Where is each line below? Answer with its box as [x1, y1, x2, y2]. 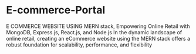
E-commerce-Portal [6, 3, 106, 17]
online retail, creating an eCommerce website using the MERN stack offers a [6, 35, 191, 42]
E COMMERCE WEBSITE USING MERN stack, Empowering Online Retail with [6, 23, 190, 30]
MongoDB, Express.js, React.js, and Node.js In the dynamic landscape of [6, 28, 183, 35]
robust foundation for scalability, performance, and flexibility [6, 41, 153, 48]
